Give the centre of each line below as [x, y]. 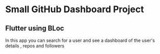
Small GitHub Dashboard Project [75, 9]
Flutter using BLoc [35, 28]
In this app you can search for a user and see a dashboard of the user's [80, 40]
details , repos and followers [35, 46]
